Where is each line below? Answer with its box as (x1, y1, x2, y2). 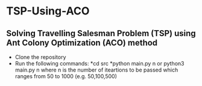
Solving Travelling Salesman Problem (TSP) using (6, 28, 196, 38)
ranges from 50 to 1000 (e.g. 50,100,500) (14, 73, 118, 79)
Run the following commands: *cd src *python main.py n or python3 (14, 60, 185, 67)
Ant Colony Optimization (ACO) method (6, 37, 158, 48)
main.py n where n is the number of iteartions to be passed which (14, 66, 178, 73)
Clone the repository (14, 54, 66, 61)
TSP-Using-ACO (6, 4, 90, 18)
